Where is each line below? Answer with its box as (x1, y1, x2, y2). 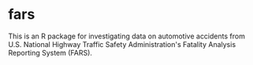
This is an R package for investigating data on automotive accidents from (8, 31, 246, 41)
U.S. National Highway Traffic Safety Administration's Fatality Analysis (8, 39, 236, 49)
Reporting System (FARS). (8, 48, 93, 57)
